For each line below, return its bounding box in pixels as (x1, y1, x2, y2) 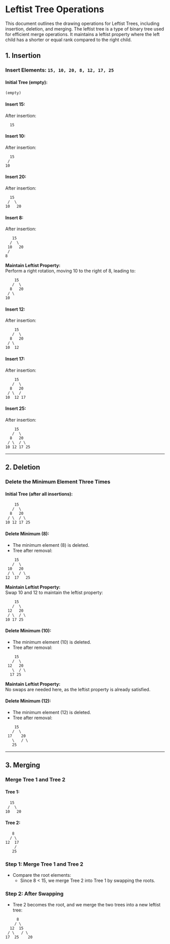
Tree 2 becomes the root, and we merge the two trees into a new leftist (12, 902, 161, 908)
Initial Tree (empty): (5, 79, 48, 85)
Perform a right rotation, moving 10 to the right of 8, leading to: (5, 268, 136, 274)
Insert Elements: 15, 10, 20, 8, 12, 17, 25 (5, 67, 114, 74)
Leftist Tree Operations (5, 4, 105, 15)
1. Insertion (5, 51, 41, 60)
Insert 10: (5, 133, 26, 139)
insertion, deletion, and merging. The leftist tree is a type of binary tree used (5, 25, 164, 32)
